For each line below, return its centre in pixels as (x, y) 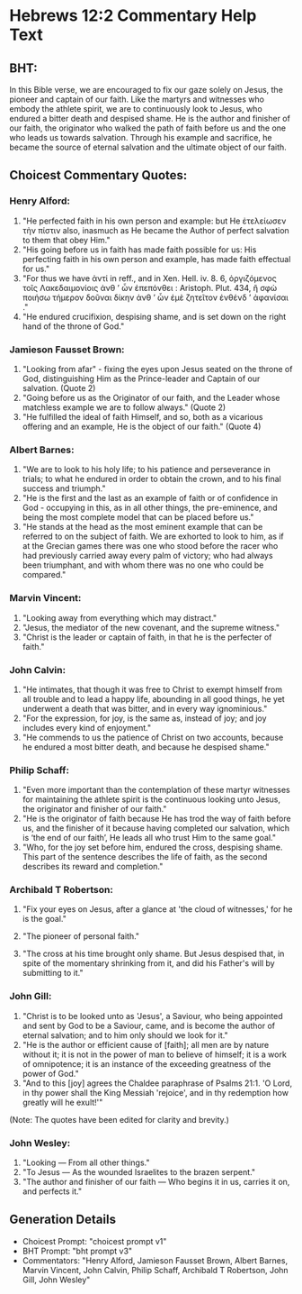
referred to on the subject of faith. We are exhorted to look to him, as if (153, 536)
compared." (44, 575)
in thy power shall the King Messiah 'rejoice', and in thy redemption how (155, 1092)
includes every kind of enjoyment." (86, 727)
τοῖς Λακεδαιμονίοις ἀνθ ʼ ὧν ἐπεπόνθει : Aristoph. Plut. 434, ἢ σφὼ (150, 287)
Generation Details (63, 1220)
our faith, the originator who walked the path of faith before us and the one (147, 128)
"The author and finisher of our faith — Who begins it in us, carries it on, (156, 1182)
